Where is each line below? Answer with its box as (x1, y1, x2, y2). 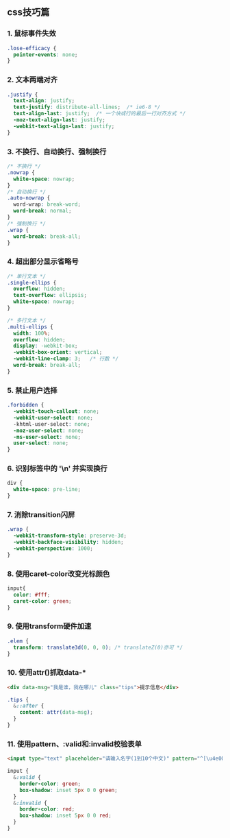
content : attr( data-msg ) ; (19, 709, 94, 716)
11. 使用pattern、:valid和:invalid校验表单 (7, 739, 142, 749)
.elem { (7, 637, 29, 645)
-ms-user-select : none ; (13, 433, 81, 440)
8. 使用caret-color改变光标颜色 (7, 568, 110, 578)
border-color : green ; (19, 780, 81, 787)
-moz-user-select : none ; (13, 427, 84, 434)
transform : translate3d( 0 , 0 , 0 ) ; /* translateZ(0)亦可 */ (13, 644, 183, 651)
